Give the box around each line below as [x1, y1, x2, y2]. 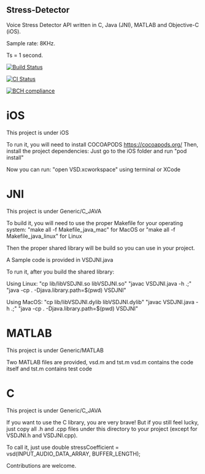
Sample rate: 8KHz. [6, 39, 56, 47]
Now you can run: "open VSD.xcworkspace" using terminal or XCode [6, 166, 181, 173]
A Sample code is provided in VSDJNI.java [6, 256, 114, 263]
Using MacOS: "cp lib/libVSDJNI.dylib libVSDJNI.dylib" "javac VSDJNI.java [6, 298, 195, 305]
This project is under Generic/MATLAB [6, 346, 104, 354]
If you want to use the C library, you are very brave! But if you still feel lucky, [6, 418, 199, 426]
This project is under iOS [6, 129, 69, 136]
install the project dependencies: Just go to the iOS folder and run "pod [6, 147, 187, 155]
